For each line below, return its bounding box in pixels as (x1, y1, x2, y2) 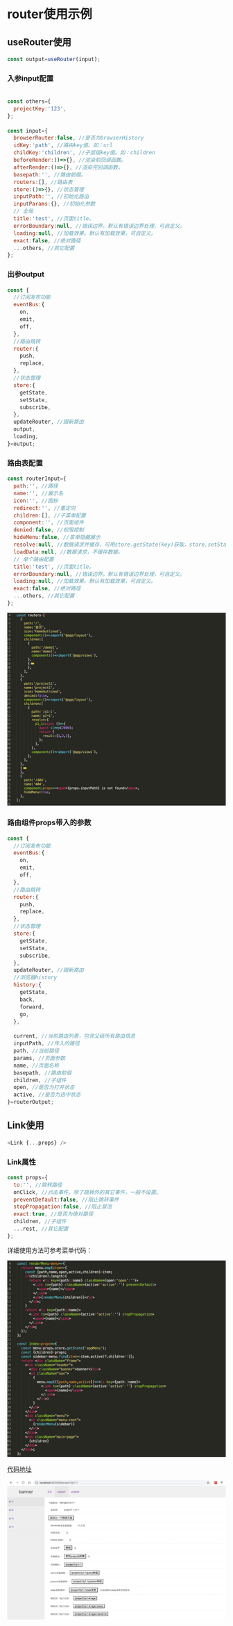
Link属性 (7, 1157, 37, 1167)
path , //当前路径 (13, 1047, 60, 1054)
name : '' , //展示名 (13, 490, 64, 497)
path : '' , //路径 (13, 483, 58, 490)
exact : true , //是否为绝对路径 (13, 1211, 94, 1218)
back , (19, 996, 36, 1003)
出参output (7, 269, 45, 279)
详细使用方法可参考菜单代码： (7, 1246, 92, 1254)
